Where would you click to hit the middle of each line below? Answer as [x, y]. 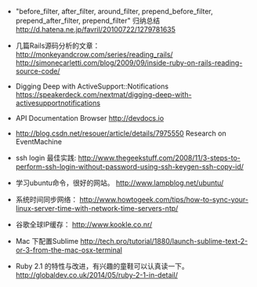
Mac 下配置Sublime [47, 241]
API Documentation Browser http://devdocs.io [90, 118]
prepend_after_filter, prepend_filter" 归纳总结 [88, 20]
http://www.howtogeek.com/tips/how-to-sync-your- [164, 200]
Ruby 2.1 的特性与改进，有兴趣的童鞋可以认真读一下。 [102, 266]
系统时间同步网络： [47, 200]
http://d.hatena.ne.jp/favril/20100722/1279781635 [96, 29]
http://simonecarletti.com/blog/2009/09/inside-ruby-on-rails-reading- [129, 63]
